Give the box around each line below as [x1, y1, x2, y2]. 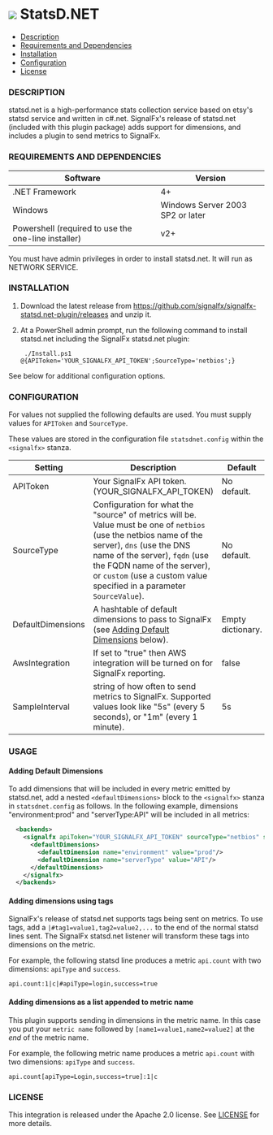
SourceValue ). [93, 591, 145, 602]
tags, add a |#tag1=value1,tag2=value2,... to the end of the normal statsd [8, 923, 258, 933]
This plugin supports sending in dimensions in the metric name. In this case [8, 1015, 262, 1025]
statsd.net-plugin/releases [19, 310, 109, 319]
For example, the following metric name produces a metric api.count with [8, 1048, 254, 1058]
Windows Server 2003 [160, 199, 248, 210]
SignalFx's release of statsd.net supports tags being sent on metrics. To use [8, 914, 263, 924]
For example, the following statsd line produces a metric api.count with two [8, 955, 262, 965]
